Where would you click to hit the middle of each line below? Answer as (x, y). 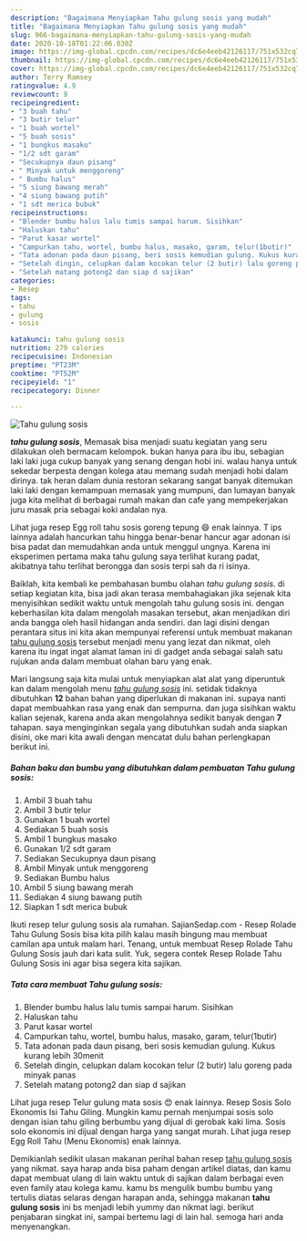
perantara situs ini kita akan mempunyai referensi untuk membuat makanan (151, 632)
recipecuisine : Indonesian (61, 357)
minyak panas (50, 1075)
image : (23, 52)
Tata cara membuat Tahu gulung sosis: (87, 984)
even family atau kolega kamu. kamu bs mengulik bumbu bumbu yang (142, 1188)
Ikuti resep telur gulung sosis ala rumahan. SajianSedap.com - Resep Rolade (153, 925)
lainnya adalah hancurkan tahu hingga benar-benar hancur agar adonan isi (150, 537)
